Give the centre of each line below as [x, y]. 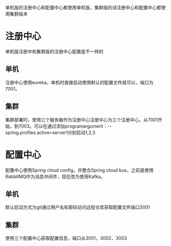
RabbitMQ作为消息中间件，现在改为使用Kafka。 [55, 176]
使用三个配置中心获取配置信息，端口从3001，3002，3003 [66, 238]
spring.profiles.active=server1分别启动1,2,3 [50, 132]
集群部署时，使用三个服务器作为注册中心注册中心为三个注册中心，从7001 [82, 119]
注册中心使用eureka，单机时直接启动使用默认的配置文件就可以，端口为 [79, 82]
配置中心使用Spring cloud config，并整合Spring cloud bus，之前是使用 [79, 170]
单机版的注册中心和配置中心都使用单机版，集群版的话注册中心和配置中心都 [83, 7]
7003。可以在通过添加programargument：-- [65, 126]
